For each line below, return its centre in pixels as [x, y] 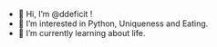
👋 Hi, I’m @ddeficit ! [55, 14]
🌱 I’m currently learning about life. [82, 33]
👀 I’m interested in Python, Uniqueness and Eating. [113, 23]
